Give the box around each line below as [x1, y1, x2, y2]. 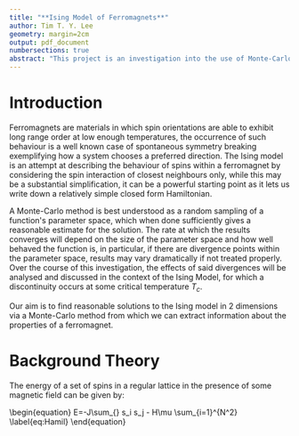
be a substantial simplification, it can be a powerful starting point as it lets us [9, 179, 290, 190]
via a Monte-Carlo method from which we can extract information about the [9, 310, 287, 320]
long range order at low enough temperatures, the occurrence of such [9, 131, 267, 142]
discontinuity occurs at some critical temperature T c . [9, 281, 203, 294]
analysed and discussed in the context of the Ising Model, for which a [9, 271, 264, 282]
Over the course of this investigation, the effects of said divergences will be [9, 262, 287, 272]
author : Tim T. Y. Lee [9, 21, 93, 30]
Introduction [9, 93, 103, 113]
